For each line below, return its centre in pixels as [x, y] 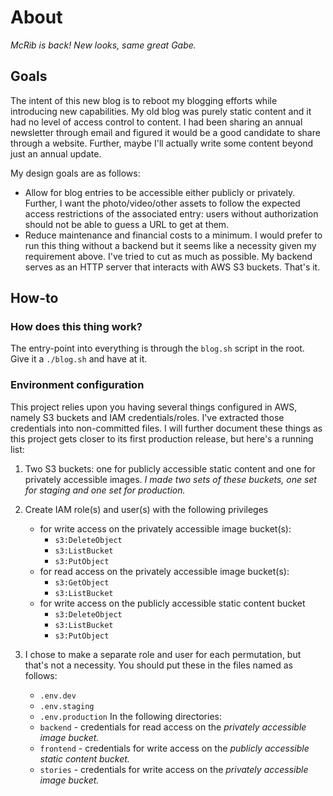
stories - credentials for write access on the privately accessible [174, 769]
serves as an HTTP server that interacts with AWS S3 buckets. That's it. [172, 267]
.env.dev [58, 696]
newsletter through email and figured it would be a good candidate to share [165, 132]
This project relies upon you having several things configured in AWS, [154, 407]
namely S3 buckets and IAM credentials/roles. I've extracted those [147, 417]
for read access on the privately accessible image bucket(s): [164, 571]
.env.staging [67, 706]
